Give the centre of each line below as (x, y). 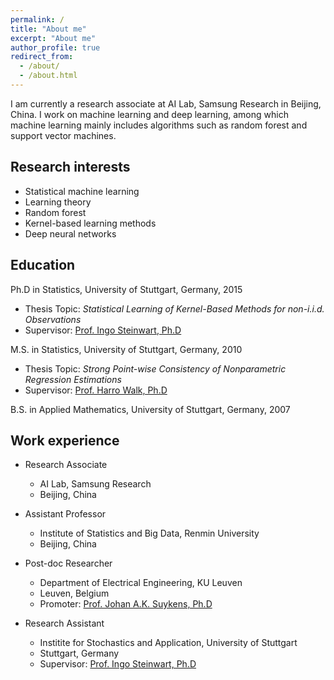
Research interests (70, 167)
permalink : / (37, 19)
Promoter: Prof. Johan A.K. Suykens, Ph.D (126, 604)
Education (43, 265)
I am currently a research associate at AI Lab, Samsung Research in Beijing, (166, 103)
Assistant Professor (65, 514)
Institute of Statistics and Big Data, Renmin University (149, 533)
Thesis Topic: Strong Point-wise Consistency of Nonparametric (155, 368)
